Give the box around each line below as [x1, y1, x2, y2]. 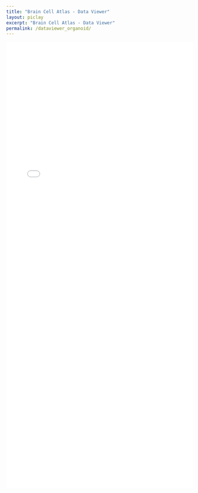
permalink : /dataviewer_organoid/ [6, 25, 92, 32]
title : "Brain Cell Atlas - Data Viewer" [6, 8, 110, 15]
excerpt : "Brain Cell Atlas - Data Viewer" [6, 20, 116, 26]
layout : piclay [6, 14, 44, 20]
